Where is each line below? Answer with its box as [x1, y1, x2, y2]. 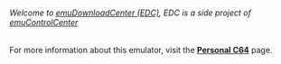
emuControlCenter [9, 16, 79, 27]
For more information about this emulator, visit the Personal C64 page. [9, 45, 273, 56]
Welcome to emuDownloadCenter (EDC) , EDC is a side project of [9, 7, 251, 18]
